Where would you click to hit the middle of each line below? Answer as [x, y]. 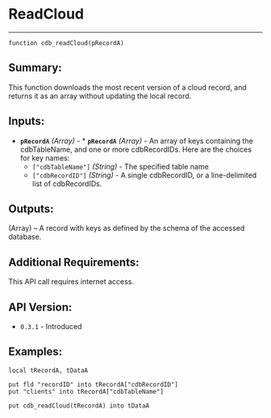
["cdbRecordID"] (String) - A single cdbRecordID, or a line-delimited [144, 175]
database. [25, 237]
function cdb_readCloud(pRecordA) [67, 43]
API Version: [40, 307]
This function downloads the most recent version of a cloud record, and [128, 87]
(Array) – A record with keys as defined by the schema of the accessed [127, 228]
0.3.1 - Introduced [51, 326]
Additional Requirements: [74, 262]
